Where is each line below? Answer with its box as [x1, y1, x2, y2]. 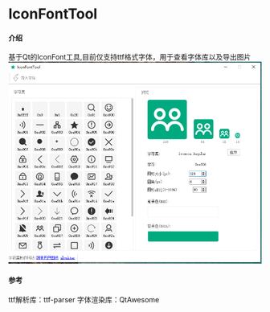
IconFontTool [8, 5, 98, 23]
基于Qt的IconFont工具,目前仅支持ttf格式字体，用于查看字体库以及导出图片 [8, 52, 252, 62]
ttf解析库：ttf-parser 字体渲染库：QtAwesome [8, 294, 160, 304]
